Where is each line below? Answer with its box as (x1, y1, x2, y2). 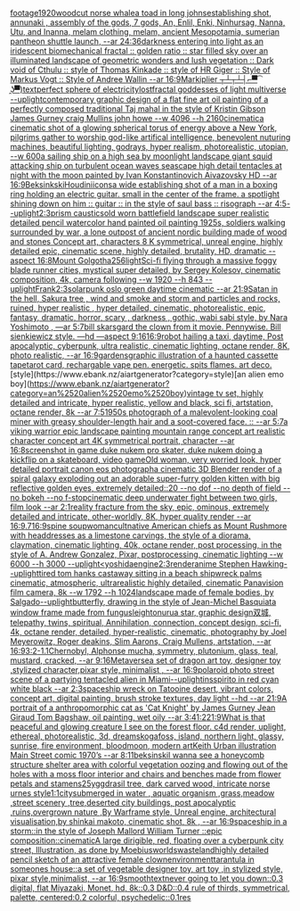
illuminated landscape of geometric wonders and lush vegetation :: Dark (10, 55, 274, 65)
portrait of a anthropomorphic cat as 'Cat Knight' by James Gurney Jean (10, 702, 276, 713)
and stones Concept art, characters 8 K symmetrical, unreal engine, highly (10, 236, 283, 246)
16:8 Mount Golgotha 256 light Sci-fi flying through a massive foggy (36, 255, 277, 266)
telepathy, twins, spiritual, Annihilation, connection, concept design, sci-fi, (10, 617, 282, 627)
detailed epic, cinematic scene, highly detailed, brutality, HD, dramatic (10, 245, 267, 256)
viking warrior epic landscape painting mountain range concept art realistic (10, 426, 286, 436)
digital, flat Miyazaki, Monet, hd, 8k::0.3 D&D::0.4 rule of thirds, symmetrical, (10, 882, 290, 893)
